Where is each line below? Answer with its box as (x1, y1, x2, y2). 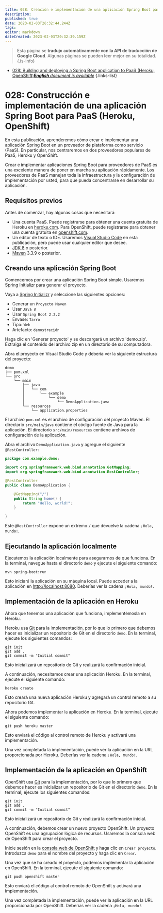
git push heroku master (5, 724, 53, 728)
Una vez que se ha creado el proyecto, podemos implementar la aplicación (5, 859, 155, 865)
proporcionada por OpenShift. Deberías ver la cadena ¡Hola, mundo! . (5, 902, 143, 908)
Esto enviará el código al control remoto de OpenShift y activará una (5, 882, 142, 889)
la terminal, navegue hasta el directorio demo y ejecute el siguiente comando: (5, 560, 158, 566)
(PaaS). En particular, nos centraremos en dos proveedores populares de (5, 147, 151, 153)
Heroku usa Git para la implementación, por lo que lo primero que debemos (5, 625, 156, 631)
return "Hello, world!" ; (22, 501, 73, 505)
